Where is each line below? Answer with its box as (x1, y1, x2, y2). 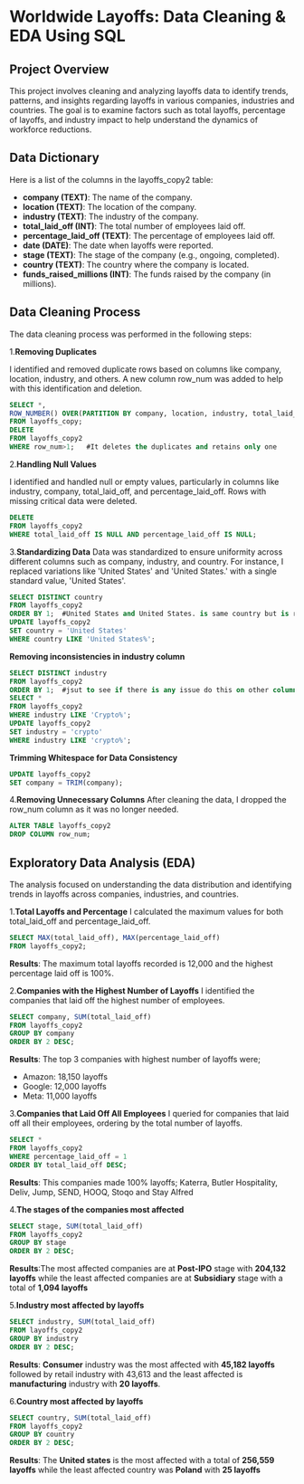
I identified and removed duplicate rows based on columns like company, (9, 364, 282, 375)
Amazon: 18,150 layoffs (22, 1071, 109, 1082)
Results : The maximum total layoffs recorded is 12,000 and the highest (9, 957, 273, 969)
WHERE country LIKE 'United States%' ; (9, 634, 156, 643)
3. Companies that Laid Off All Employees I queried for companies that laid (9, 1108, 290, 1119)
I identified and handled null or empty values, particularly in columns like (9, 476, 280, 487)
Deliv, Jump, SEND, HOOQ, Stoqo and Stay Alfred (9, 1186, 195, 1197)
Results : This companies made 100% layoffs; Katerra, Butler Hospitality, (9, 1176, 278, 1187)
